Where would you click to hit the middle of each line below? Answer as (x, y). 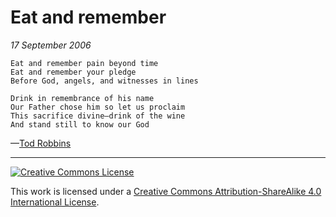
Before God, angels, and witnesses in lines (104, 81)
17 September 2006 (51, 45)
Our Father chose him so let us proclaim (98, 107)
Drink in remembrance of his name (82, 98)
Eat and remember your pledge (73, 72)
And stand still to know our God (80, 124)
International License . (55, 202)
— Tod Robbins (41, 143)
